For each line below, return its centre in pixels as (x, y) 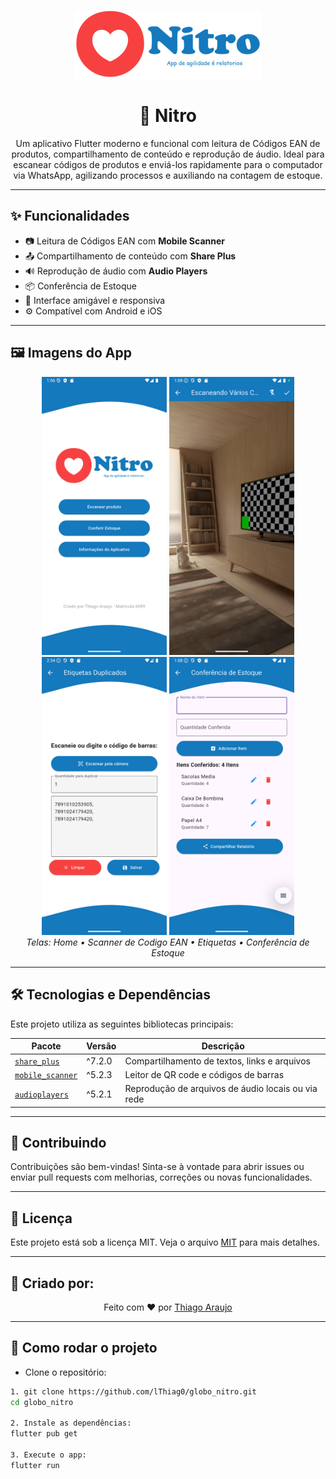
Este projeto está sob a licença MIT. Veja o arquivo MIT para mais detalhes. (165, 1242)
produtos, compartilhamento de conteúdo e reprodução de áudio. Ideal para (168, 154)
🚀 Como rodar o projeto (84, 1348)
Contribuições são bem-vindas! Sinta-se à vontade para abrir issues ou (157, 1167)
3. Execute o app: (48, 1455)
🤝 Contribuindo (58, 1142)
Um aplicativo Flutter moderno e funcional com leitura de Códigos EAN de (168, 143)
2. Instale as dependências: (71, 1423)
